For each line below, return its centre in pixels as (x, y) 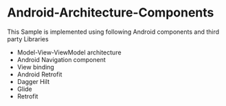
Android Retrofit (39, 74)
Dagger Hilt (33, 81)
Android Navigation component (61, 59)
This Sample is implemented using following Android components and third (113, 32)
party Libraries (28, 39)
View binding (36, 67)
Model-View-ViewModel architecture (69, 52)
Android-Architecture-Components (111, 13)
